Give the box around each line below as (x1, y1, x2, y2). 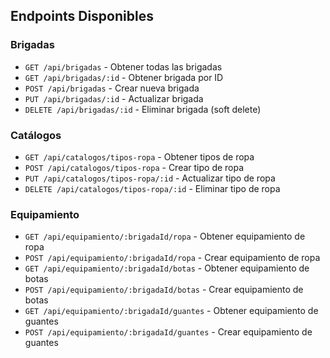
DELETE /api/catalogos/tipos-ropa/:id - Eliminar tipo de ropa (24, 182, 281, 194)
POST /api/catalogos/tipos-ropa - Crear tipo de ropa (24, 161, 245, 173)
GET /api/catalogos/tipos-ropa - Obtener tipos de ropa (24, 150, 255, 163)
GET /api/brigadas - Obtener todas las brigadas (24, 60, 223, 73)
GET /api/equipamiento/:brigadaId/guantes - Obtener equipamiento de (24, 305, 319, 317)
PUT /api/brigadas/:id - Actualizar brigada (24, 92, 204, 104)
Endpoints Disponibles (10, 8, 154, 25)
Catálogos (10, 128, 62, 142)
